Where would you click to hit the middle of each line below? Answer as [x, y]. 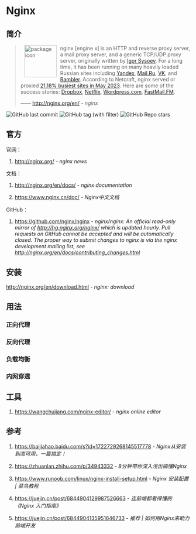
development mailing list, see [50, 246]
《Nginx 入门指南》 [38, 506]
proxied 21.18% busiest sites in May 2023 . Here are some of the [97, 85]
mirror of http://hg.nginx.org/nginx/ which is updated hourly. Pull [92, 227]
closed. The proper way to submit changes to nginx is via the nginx [96, 240]
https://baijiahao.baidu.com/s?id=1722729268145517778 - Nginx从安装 [100, 447]
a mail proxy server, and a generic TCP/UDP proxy [121, 54]
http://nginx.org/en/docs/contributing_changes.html [77, 252]
